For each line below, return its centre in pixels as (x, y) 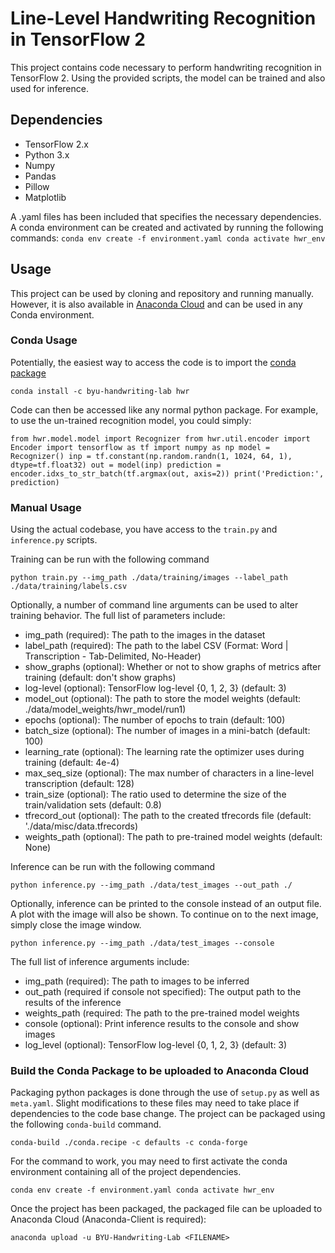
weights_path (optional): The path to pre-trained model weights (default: (173, 837)
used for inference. (49, 88)
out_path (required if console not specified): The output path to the (163, 992)
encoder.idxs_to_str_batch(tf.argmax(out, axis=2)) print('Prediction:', (167, 473)
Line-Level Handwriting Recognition (163, 18)
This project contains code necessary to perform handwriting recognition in (166, 67)
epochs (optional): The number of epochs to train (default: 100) (155, 720)
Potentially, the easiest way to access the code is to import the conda (153, 362)
